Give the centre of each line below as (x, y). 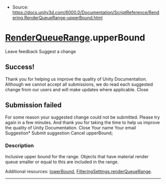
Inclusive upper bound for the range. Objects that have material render (77, 156)
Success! (20, 67)
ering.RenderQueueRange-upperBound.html (57, 18)
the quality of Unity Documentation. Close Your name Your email (71, 127)
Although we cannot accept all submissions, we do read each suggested (79, 84)
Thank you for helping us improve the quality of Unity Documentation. (76, 79)
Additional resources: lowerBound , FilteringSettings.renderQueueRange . (79, 171)
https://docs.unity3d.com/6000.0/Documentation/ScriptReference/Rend (86, 12)
